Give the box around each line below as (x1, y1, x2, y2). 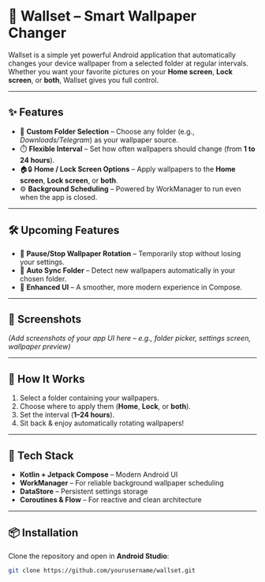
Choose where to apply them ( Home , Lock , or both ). (19, 402, 192, 411)
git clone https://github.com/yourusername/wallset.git (8, 566, 196, 574)
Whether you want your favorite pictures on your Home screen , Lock (8, 66, 233, 76)
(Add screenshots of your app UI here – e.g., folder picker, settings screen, (8, 334, 251, 343)
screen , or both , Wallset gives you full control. (8, 75, 159, 85)
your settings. (19, 257, 65, 266)
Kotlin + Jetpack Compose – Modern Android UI (19, 470, 178, 479)
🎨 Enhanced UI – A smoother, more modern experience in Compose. (19, 282, 243, 292)
